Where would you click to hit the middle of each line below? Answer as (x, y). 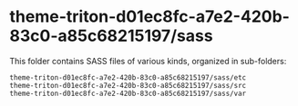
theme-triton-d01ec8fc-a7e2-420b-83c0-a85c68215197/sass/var (128, 93)
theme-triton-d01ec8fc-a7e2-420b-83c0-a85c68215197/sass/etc (128, 77)
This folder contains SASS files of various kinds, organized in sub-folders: (148, 61)
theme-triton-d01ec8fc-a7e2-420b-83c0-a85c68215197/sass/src (128, 85)
